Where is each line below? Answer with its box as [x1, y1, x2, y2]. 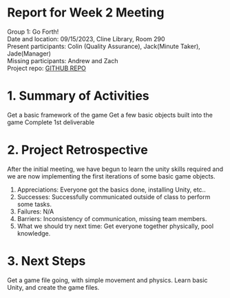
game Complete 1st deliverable [7, 118, 95, 126]
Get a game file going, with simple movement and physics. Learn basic [7, 276, 208, 284]
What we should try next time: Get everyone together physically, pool [17, 222, 214, 230]
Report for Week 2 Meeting [7, 5, 165, 21]
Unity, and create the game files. [7, 283, 100, 291]
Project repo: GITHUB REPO [7, 64, 86, 72]
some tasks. [17, 200, 52, 208]
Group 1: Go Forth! [7, 27, 59, 36]
